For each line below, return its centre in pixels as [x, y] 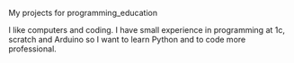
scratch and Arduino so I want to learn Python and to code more [127, 39]
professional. [33, 49]
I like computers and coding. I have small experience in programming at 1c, [147, 30]
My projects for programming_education [83, 13]
